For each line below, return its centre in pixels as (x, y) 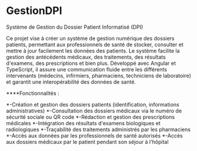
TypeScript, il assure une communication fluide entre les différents (87, 69)
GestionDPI (34, 11)
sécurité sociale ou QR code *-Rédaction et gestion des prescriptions (91, 117)
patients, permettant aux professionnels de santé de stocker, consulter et (95, 44)
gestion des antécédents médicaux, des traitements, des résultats (86, 57)
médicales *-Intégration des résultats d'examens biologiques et (83, 123)
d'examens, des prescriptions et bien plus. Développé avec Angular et (91, 63)
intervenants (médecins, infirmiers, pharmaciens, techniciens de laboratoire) (98, 75)
